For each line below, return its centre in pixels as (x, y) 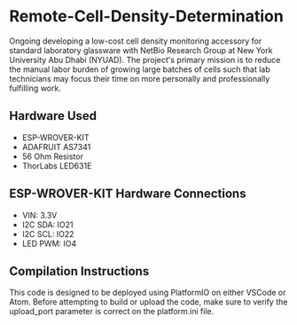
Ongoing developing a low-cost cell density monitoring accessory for (136, 41)
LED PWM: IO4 (49, 243)
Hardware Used (53, 116)
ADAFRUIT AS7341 (56, 147)
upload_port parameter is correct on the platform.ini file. (112, 312)
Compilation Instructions (79, 271)
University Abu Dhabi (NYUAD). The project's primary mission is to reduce (145, 59)
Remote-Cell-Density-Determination (146, 16)
